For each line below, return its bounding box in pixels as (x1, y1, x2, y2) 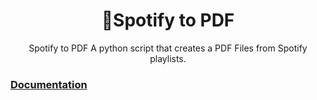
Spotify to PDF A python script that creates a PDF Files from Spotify (28, 42, 308, 54)
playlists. (149, 52, 187, 64)
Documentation (10, 77, 88, 91)
